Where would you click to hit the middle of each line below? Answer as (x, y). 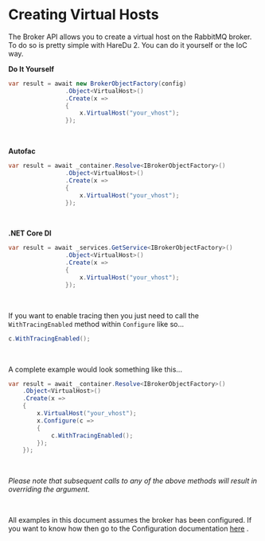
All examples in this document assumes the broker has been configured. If (130, 520)
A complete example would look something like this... (95, 369)
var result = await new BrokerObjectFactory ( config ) (97, 84)
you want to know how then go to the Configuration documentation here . (129, 529)
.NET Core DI (30, 233)
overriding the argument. (49, 489)
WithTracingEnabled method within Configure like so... (96, 324)
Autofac (22, 151)
